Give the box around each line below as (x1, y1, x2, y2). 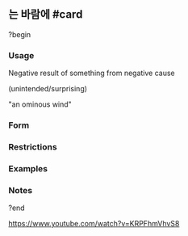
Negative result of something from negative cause (8, 68, 175, 78)
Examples (8, 162, 48, 174)
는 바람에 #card (8, 7, 83, 22)
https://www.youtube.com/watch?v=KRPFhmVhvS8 (8, 219, 180, 229)
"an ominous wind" (8, 99, 73, 109)
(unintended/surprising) (8, 84, 87, 94)
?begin (8, 29, 31, 39)
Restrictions (8, 141, 58, 152)
